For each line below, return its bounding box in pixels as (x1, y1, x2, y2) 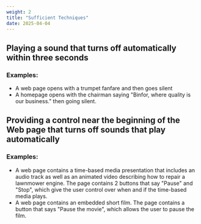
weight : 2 (6, 9, 32, 15)
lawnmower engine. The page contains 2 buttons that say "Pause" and (15, 179, 193, 187)
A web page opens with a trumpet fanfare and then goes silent (15, 85, 173, 92)
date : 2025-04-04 (6, 20, 51, 26)
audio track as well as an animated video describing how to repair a (15, 173, 185, 180)
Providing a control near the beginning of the (6, 115, 180, 126)
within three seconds (6, 52, 89, 63)
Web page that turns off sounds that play (6, 125, 166, 135)
